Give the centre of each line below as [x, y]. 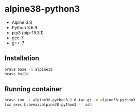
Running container [33, 89]
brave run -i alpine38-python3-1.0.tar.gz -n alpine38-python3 [70, 100]
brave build [17, 74]
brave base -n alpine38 [29, 69]
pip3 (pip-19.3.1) [28, 32]
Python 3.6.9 [24, 27]
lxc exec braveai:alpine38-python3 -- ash [48, 105]
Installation [22, 58]
